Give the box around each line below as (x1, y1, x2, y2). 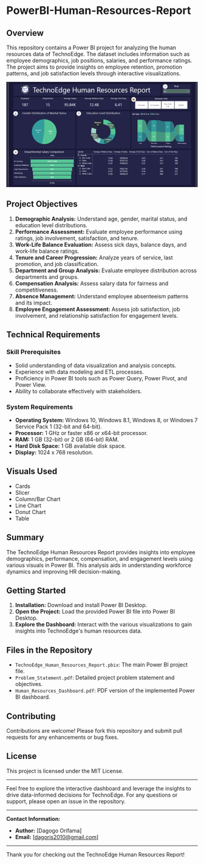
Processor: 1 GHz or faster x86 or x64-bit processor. (15, 429, 148, 436)
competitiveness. (15, 286, 59, 293)
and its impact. (15, 299, 53, 306)
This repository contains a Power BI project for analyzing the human (6, 44, 177, 51)
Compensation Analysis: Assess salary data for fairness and (15, 279, 169, 287)
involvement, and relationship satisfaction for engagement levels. (15, 312, 178, 319)
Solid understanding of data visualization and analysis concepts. (15, 362, 177, 369)
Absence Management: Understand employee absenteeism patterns (15, 292, 189, 300)
